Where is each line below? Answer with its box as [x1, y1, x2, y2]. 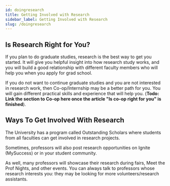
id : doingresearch [5, 7, 44, 13]
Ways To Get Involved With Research [5, 116, 124, 125]
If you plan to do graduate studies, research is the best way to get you [5, 54, 152, 60]
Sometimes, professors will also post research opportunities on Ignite [5, 144, 151, 151]
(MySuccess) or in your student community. [5, 150, 97, 156]
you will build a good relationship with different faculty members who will [5, 64, 158, 71]
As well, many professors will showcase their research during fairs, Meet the [5, 160, 165, 166]
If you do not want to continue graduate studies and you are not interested [5, 80, 161, 86]
